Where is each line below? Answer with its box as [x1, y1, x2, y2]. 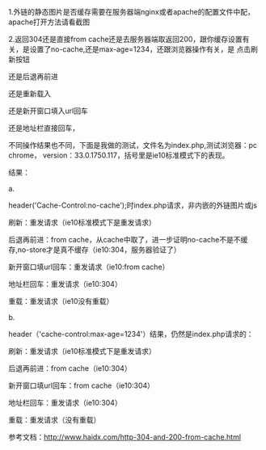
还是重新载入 [8, 89, 51, 99]
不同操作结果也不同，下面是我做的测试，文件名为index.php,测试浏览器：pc [8, 141, 257, 149]
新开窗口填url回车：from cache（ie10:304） [8, 381, 155, 390]
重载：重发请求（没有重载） [8, 415, 101, 424]
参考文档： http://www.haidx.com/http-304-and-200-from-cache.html [8, 432, 241, 442]
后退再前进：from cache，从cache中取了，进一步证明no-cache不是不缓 [8, 235, 248, 244]
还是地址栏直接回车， [8, 124, 79, 132]
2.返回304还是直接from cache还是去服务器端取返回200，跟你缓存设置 [8, 35, 243, 44]
